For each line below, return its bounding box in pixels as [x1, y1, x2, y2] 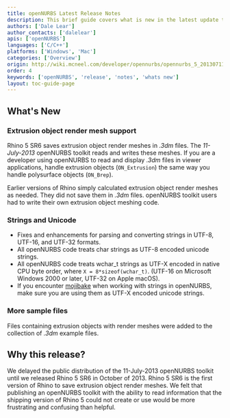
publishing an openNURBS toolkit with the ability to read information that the [7, 389, 222, 397]
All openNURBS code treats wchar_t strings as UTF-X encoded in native [16, 260, 220, 268]
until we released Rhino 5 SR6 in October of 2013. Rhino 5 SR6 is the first [7, 374, 213, 382]
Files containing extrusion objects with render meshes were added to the [7, 322, 213, 330]
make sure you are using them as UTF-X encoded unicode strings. [16, 289, 205, 298]
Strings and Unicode [7, 215, 77, 224]
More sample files [7, 306, 68, 315]
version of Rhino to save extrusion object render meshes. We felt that [7, 381, 203, 390]
